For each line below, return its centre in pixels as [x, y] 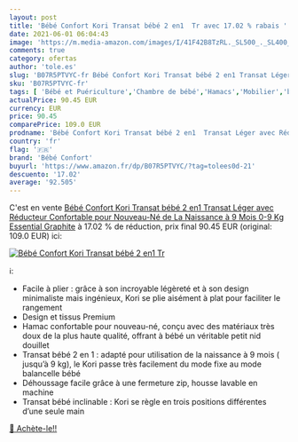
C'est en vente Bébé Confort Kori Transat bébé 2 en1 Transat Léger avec [141, 208]
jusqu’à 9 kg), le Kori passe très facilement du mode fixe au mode [141, 364]
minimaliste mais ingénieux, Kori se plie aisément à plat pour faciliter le [151, 298]
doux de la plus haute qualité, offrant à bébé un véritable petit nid [141, 336]
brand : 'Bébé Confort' [51, 158]
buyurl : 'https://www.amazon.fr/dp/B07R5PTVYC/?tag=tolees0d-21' [132, 166]
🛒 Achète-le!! [33, 429]
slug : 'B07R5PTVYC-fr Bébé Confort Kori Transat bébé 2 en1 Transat [138, 75]
